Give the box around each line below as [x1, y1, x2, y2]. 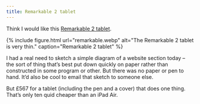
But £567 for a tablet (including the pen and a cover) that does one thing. [6, 84, 186, 92]
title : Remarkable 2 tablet [6, 8, 76, 15]
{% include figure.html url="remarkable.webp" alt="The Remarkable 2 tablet [6, 36, 194, 43]
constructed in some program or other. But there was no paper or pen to [6, 67, 184, 74]
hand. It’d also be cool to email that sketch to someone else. [6, 73, 154, 80]
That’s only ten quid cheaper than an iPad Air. [6, 91, 118, 98]
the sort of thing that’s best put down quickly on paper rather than [6, 61, 168, 68]
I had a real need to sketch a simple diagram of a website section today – [6, 54, 186, 61]
